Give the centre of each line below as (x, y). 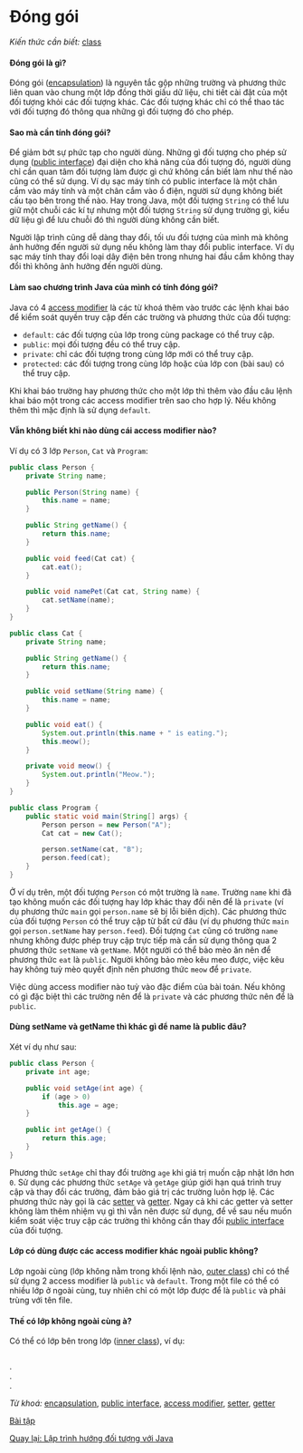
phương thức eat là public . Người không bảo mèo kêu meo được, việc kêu (147, 959)
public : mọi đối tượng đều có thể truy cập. (101, 344)
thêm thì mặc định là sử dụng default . (80, 410)
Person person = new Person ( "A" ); (107, 825)
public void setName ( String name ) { (95, 692)
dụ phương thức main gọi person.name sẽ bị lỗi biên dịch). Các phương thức (148, 911)
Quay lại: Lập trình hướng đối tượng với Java (91, 1438)
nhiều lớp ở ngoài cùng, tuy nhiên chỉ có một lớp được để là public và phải (148, 1291)
